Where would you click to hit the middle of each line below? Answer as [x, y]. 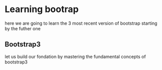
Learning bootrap [42, 9]
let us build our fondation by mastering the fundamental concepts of [75, 56]
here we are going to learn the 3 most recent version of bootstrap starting [81, 23]
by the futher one [23, 28]
